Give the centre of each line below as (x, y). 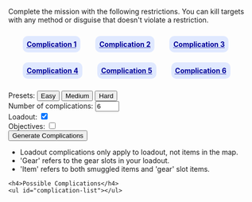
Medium (78, 96)
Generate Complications (48, 136)
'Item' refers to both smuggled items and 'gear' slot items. (115, 169)
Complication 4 (52, 70)
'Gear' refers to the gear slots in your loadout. (95, 161)
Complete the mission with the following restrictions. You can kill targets (126, 12)
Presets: (22, 95)
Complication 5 (126, 70)
